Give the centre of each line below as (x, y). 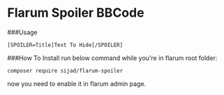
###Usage (23, 32)
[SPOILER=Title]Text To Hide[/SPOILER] (65, 45)
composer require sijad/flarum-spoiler (65, 71)
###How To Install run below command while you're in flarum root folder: (112, 58)
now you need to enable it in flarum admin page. (77, 83)
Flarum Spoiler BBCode (76, 13)
